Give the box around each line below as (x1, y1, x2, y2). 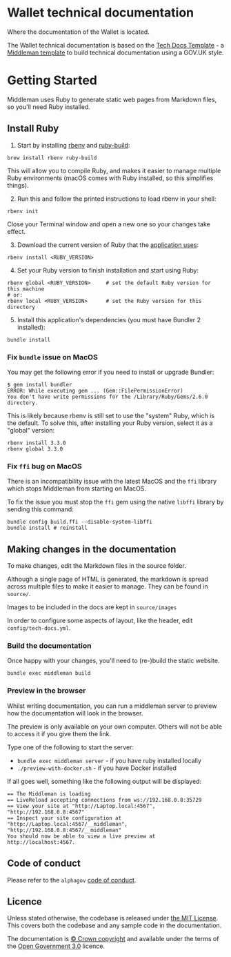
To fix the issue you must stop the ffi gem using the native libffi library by (7, 498, 224, 506)
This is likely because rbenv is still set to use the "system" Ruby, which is (7, 411, 215, 420)
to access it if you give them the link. (7, 729, 112, 738)
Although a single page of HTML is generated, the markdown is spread (7, 575, 209, 584)
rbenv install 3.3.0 (7, 440, 67, 446)
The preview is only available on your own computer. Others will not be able (7, 722, 223, 731)
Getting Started (7, 72, 98, 88)
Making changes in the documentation (7, 543, 177, 555)
